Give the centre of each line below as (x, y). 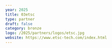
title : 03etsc (20, 14)
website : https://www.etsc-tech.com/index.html (56, 38)
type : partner (20, 19)
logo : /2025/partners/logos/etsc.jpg (45, 33)
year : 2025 (17, 10)
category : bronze (23, 28)
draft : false (19, 24)
